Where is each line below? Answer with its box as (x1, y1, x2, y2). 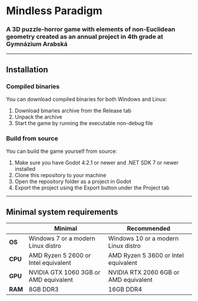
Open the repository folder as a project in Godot (14, 178, 131, 185)
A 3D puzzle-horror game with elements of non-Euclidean (6, 25, 176, 34)
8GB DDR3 (28, 285, 59, 293)
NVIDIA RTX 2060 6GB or (108, 269, 180, 277)
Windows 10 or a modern (108, 234, 179, 243)
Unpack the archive (14, 113, 62, 120)
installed (14, 165, 35, 172)
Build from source (6, 135, 58, 143)
